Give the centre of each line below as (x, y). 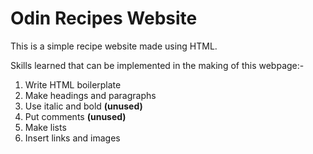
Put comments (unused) (75, 116)
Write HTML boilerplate (73, 84)
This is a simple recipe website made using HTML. (114, 46)
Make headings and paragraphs (90, 95)
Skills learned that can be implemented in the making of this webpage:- (157, 65)
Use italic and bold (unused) (83, 106)
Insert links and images (72, 138)
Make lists (45, 127)
